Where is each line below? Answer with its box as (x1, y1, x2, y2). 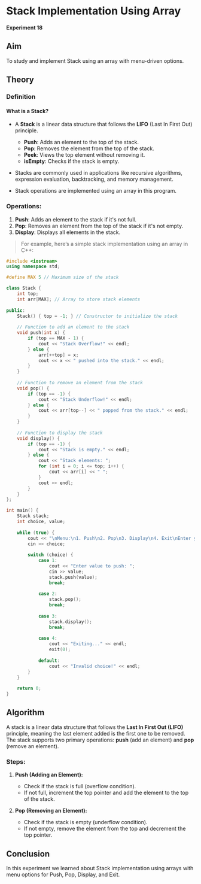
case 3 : (38, 613, 58, 619)
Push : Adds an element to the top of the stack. (23, 139, 139, 146)
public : (6, 307, 26, 314)
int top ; (17, 291, 39, 297)
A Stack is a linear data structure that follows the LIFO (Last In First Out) (14, 121, 193, 128)
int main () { (6, 508, 39, 514)
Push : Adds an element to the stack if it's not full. (14, 215, 136, 223)
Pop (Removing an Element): (14, 807, 88, 815)
